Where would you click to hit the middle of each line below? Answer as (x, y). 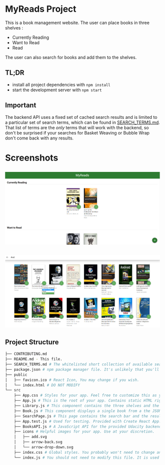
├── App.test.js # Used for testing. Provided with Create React (82, 421)
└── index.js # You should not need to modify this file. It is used (87, 458)
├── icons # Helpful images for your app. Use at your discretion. (84, 432)
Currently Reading (30, 37)
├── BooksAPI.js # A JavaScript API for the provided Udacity (79, 426)
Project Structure (32, 342)
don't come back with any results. (39, 138)
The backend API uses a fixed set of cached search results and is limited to (81, 117)
